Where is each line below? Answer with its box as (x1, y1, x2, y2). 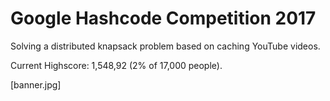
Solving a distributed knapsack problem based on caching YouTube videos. (10, 40, 321, 52)
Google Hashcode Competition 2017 (10, 7, 317, 30)
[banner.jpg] (10, 78, 62, 91)
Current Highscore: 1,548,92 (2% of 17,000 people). (10, 59, 223, 71)
